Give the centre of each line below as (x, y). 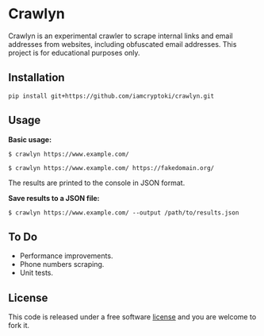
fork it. (19, 326)
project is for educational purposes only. (74, 52)
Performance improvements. (66, 256)
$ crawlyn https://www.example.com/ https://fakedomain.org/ (111, 168)
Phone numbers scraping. (62, 265)
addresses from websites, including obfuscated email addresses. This (122, 44)
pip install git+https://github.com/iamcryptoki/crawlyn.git (111, 96)
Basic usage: (30, 139)
